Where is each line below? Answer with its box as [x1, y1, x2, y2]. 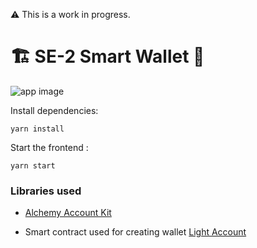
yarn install [10, 124, 65, 134]
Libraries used [10, 184, 82, 198]
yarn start [10, 160, 56, 171]
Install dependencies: [10, 104, 99, 116]
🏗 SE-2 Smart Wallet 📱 [10, 45, 205, 68]
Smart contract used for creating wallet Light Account [24, 226, 247, 238]
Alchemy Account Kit [24, 207, 112, 219]
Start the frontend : [10, 141, 89, 153]
